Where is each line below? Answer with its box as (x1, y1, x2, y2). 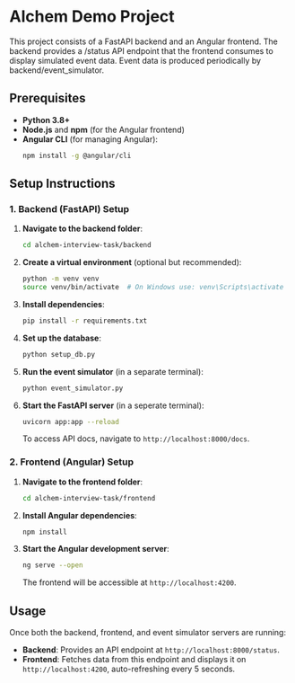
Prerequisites (9, 91, 86, 106)
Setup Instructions (9, 176, 116, 191)
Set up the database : (22, 333, 101, 343)
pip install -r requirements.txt (22, 316, 148, 325)
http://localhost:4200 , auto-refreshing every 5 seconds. (22, 663, 236, 675)
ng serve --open (22, 561, 83, 570)
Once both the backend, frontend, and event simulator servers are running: (9, 627, 287, 638)
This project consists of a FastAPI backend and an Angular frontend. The (9, 36, 278, 47)
